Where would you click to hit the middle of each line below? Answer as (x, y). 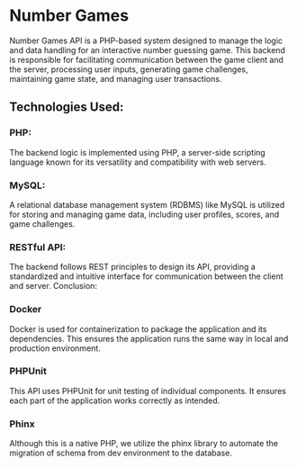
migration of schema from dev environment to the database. (121, 453)
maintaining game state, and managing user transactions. (116, 78)
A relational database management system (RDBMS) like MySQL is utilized (147, 204)
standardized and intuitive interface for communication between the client (146, 276)
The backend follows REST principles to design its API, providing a (133, 267)
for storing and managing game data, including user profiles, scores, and (144, 214)
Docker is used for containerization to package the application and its (138, 328)
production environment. (55, 348)
